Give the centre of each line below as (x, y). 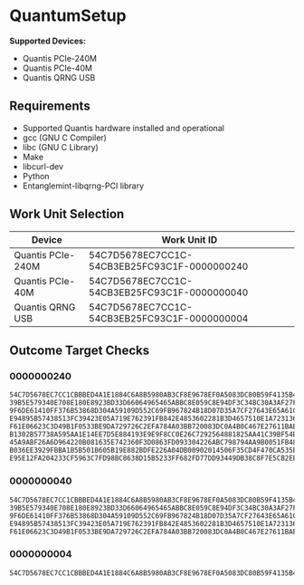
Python (36, 176)
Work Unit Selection (67, 214)
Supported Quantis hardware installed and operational (123, 128)
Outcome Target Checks (80, 350)
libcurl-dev (43, 166)
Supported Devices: (48, 41)
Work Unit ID (190, 239)
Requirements (50, 106)
